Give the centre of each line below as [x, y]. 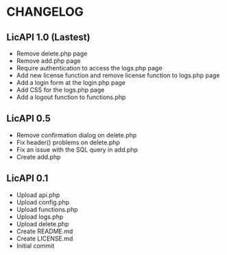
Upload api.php [38, 195]
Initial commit [35, 245]
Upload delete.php [43, 224]
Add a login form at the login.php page [71, 82]
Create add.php [38, 157]
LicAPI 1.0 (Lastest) [48, 37]
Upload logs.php [40, 217]
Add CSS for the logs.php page [60, 90]
